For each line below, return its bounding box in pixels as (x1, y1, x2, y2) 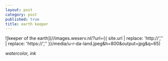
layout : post (5, 7, 33, 13)
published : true (5, 17, 39, 22)
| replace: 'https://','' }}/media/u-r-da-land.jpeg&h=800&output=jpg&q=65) (5, 41, 161, 47)
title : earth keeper (5, 21, 49, 27)
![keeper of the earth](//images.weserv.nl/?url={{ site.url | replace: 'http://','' (5, 35, 163, 41)
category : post (5, 12, 37, 17)
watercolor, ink (5, 50, 36, 56)
